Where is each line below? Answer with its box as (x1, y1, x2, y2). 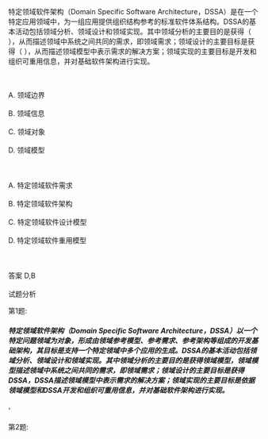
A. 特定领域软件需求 (8, 181, 73, 190)
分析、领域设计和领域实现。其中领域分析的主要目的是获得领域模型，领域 (14, 356, 251, 365)
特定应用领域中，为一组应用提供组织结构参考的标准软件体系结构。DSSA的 (8, 17, 250, 26)
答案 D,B (8, 271, 36, 280)
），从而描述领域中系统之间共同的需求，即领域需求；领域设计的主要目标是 (8, 37, 248, 46)
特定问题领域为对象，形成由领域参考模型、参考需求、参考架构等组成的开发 (8, 336, 251, 345)
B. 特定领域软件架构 (8, 199, 73, 208)
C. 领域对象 (8, 127, 46, 137)
